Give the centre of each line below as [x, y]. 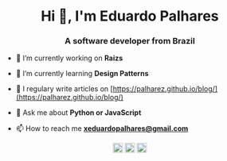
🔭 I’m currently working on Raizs [69, 58]
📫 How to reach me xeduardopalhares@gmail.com [102, 128]
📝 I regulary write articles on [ [64, 89]
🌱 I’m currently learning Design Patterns [82, 74]
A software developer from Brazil [130, 41]
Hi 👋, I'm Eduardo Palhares [130, 16]
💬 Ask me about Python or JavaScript [78, 113]
